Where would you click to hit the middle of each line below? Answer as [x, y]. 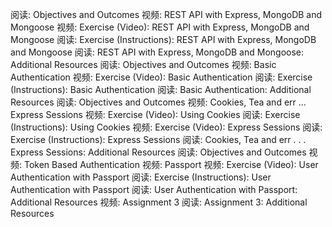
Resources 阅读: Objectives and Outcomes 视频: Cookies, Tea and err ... [158, 102]
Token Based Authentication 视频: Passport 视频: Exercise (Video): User [171, 164]
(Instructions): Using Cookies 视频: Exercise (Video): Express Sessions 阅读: [166, 127]
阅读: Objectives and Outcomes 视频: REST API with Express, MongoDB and [166, 14]
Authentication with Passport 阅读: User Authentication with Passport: [154, 189]
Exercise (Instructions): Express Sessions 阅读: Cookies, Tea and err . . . [158, 139]
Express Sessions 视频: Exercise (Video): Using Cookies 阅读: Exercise [155, 114]
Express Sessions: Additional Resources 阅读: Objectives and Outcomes [158, 152]
